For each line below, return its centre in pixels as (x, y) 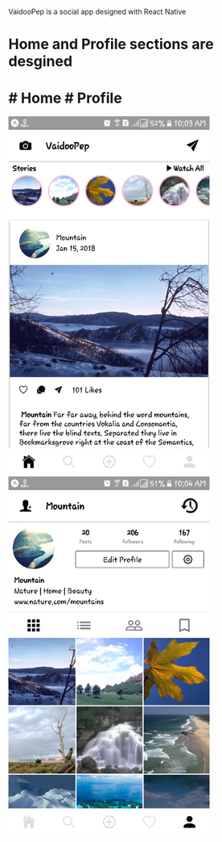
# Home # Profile (65, 98)
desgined (41, 62)
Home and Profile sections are (111, 44)
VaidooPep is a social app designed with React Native (97, 12)
